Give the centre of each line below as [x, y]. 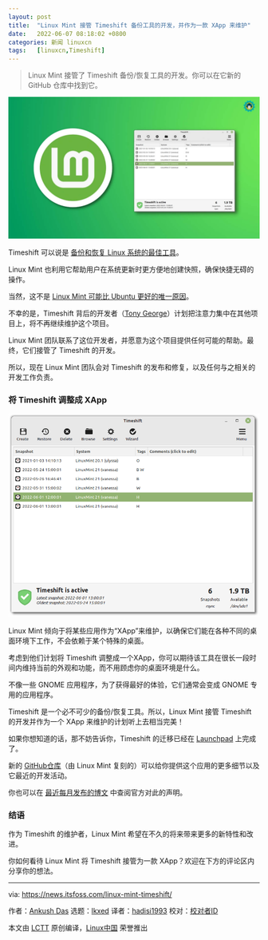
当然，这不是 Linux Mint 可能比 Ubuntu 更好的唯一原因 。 [101, 296]
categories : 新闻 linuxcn [50, 42]
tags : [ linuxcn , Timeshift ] [57, 51]
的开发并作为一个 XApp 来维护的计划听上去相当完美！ [97, 722]
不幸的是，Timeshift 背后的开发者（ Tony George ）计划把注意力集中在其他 [130, 313]
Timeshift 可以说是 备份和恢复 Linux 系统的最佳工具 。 [96, 252]
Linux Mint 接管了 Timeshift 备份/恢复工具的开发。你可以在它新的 [134, 75]
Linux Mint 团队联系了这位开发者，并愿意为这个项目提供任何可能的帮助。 [128, 340]
